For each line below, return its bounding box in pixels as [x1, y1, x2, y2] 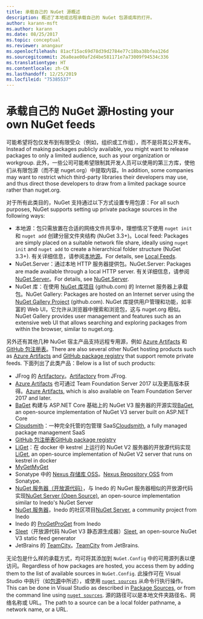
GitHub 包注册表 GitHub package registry [14, 436, 117, 443]
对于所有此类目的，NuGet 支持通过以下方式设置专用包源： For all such [6, 199, 179, 206]
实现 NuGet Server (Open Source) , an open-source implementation [14, 492, 181, 500]
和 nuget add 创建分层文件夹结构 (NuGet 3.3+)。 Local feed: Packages [14, 232, 188, 239]
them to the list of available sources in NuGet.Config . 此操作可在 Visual [6, 570, 181, 577]
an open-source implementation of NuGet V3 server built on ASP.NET [14, 409, 189, 416]
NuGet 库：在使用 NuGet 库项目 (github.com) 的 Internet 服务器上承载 [14, 283, 188, 290]
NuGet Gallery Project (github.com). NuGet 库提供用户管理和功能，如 [14, 298, 187, 306]
